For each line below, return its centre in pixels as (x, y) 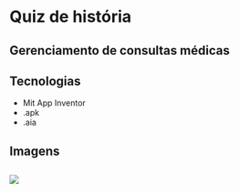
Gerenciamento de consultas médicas (119, 51)
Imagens (35, 151)
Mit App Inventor (54, 103)
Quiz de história (71, 17)
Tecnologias (45, 81)
